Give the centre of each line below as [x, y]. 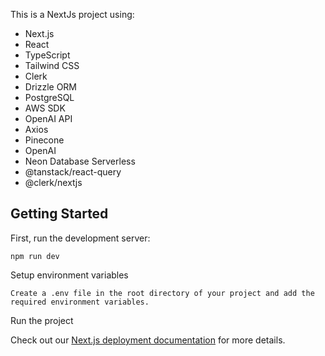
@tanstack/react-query [73, 172]
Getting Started [59, 214]
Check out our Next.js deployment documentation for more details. [148, 340]
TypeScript [47, 55]
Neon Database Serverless [80, 161]
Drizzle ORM [51, 87]
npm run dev [35, 256]
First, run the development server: [80, 238]
